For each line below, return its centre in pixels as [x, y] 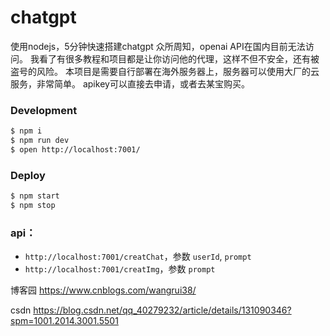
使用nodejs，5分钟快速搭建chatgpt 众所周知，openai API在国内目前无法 [158, 46]
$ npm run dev [40, 141]
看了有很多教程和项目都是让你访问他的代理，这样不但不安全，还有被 [179, 58]
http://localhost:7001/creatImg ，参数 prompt [120, 269]
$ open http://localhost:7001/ [75, 149]
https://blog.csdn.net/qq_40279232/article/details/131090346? [162, 310]
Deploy [28, 175]
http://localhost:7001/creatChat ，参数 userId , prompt [138, 257]
